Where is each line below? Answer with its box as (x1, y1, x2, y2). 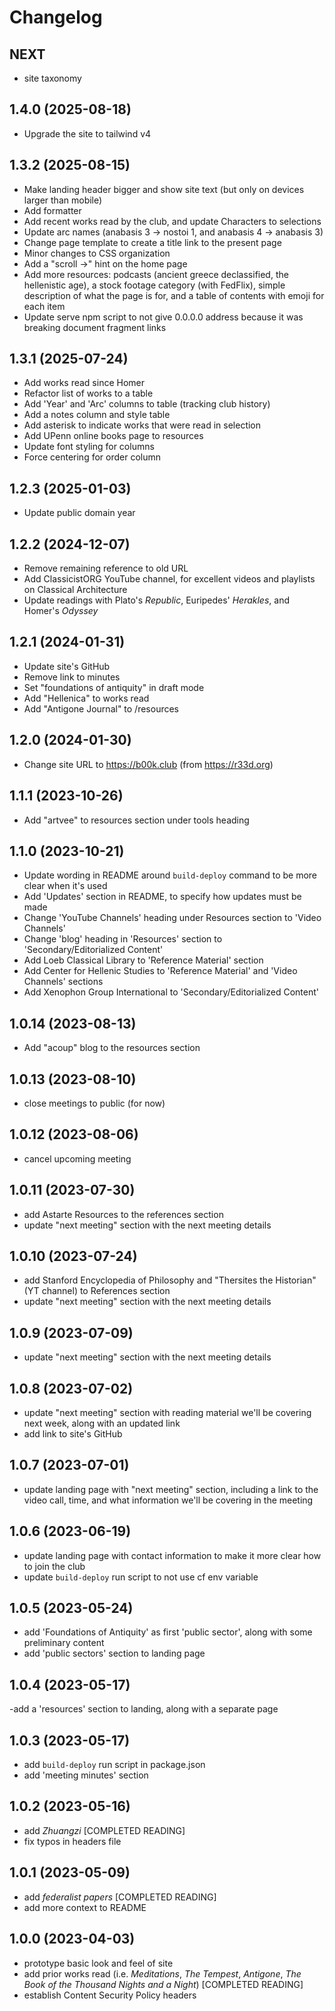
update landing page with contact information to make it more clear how (23, 1549, 322, 1561)
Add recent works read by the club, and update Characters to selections (23, 215, 322, 227)
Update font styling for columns (23, 441, 155, 453)
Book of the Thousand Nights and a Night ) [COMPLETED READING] (23, 1978, 304, 1990)
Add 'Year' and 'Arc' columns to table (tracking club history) (23, 398, 271, 410)
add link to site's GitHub (23, 1428, 123, 1440)
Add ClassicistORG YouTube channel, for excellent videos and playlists (23, 573, 316, 585)
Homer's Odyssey (23, 605, 99, 617)
